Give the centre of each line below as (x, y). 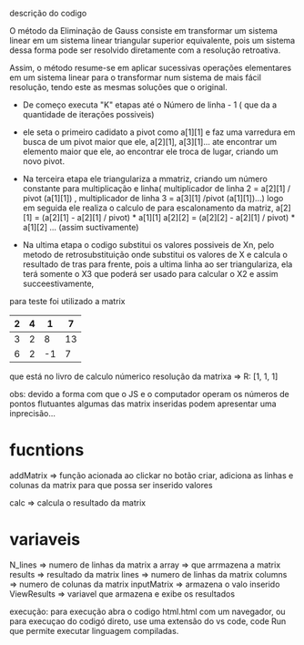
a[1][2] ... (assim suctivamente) (81, 227)
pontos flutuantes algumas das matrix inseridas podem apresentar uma (143, 404)
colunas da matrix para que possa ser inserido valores (111, 485)
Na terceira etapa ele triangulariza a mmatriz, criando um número (145, 179)
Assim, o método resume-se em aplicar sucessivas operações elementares (151, 68)
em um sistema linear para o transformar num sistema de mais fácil (136, 77)
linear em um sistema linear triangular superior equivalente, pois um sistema (152, 41)
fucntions (47, 450)
